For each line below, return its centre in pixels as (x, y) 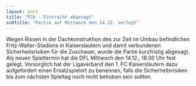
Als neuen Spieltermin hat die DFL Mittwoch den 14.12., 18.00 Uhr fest (91, 58)
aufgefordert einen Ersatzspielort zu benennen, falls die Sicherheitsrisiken (97, 71)
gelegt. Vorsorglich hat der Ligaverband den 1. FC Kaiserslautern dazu (92, 64)
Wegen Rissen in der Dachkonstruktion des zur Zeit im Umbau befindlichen (98, 39)
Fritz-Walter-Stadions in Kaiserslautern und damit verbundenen (84, 45)
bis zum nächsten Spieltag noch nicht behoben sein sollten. (79, 77)
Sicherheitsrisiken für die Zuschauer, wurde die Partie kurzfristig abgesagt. (98, 52)
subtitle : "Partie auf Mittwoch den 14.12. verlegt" (73, 22)
